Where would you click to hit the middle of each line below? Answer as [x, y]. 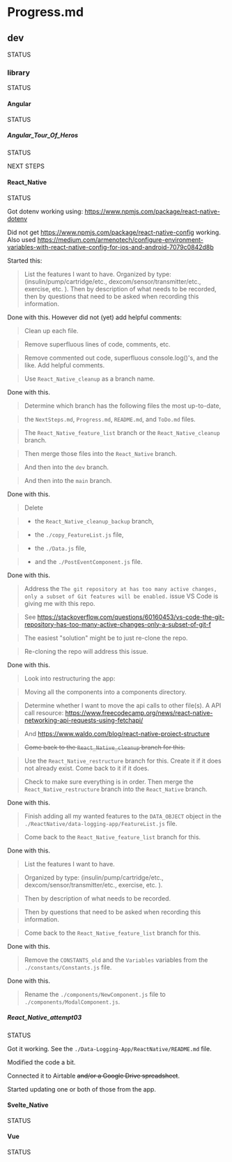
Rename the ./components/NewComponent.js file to [95, 994]
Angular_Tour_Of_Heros [43, 135]
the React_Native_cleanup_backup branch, [94, 521]
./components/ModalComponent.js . [72, 1002]
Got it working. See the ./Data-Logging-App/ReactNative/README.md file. [109, 1048]
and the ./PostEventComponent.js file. [88, 561]
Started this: [25, 260]
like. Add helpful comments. [64, 365]
